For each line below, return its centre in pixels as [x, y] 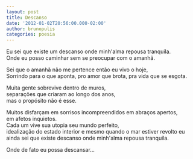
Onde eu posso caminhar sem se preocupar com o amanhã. [81, 58]
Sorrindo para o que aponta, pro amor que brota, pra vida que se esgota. [97, 76]
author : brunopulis [31, 29]
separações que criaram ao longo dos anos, [61, 94]
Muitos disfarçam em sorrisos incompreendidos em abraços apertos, [92, 112]
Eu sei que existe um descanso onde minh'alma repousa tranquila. [89, 51]
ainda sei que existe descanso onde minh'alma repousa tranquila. [87, 138]
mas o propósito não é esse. [42, 101]
